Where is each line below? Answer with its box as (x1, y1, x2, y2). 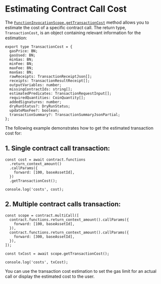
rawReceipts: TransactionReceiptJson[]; (9, 74, 92, 79)
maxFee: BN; (9, 66, 34, 70)
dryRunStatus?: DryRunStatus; (9, 103, 70, 109)
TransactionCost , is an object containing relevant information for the (5, 30, 141, 35)
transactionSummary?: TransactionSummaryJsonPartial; (9, 112, 120, 117)
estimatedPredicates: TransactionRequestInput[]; (9, 91, 112, 96)
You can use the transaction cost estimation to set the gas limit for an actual (5, 268, 157, 274)
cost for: (5, 130, 22, 136)
